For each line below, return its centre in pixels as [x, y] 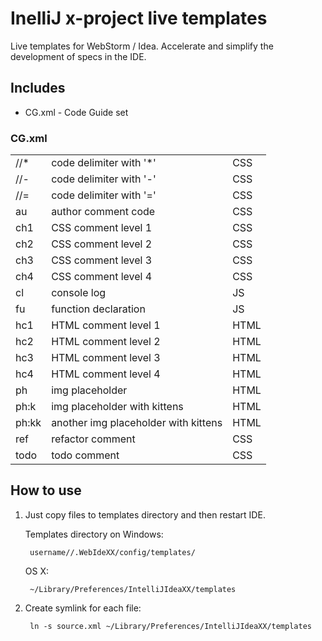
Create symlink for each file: [83, 608]
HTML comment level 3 [106, 358]
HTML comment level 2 [106, 342]
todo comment [85, 455]
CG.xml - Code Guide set [76, 112]
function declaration [98, 309]
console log [79, 293]
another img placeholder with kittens [137, 423]
